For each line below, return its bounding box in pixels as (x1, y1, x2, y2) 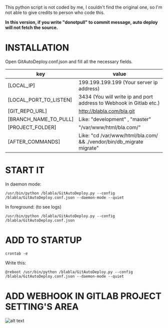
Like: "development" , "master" (78, 115, 151, 122)
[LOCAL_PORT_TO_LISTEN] (7, 96, 72, 103)
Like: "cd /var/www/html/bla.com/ (78, 132, 158, 139)
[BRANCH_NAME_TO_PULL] (7, 115, 74, 122)
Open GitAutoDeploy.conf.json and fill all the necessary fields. (5, 58, 133, 64)
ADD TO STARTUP (5, 234, 82, 246)
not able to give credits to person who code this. (5, 9, 105, 15)
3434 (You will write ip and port (78, 93, 153, 100)
